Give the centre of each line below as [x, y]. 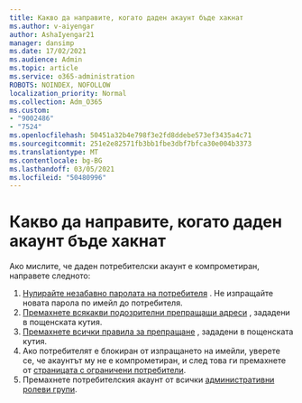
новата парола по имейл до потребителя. [102, 303]
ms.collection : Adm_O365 [56, 102]
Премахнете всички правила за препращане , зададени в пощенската [158, 332]
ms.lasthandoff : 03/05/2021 [62, 169]
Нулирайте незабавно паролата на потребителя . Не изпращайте [147, 294]
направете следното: [50, 276]
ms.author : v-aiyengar [52, 26]
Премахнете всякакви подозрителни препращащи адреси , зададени [156, 313]
